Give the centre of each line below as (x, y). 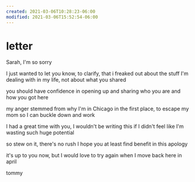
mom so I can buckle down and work (51, 115)
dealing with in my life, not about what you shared (66, 80)
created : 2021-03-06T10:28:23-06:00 (51, 11)
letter (20, 46)
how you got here (27, 97)
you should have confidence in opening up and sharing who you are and (93, 91)
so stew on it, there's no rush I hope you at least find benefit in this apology (97, 144)
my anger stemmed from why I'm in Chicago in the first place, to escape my (97, 109)
